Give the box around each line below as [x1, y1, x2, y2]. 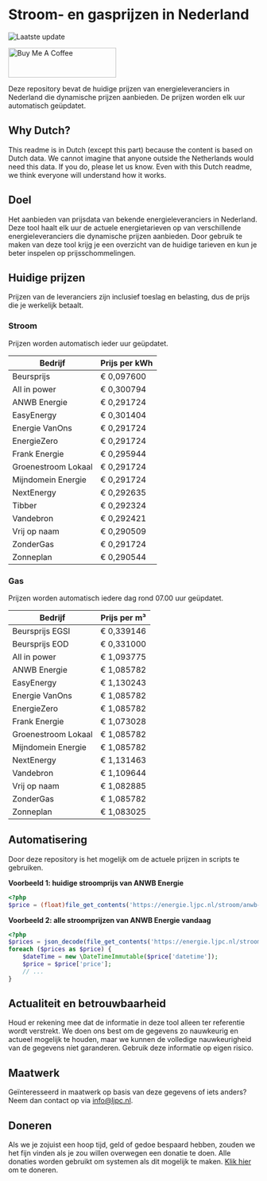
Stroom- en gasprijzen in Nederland [8, 6, 250, 24]
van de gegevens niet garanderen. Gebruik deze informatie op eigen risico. [8, 1043, 254, 1053]
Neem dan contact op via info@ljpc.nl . [8, 1096, 133, 1106]
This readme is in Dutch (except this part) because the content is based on [8, 145, 253, 154]
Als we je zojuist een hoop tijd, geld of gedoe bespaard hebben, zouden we [8, 1140, 256, 1149]
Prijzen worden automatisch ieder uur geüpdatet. [8, 338, 168, 348]
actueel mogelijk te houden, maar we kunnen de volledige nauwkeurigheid [8, 1035, 252, 1044]
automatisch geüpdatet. [8, 101, 86, 110]
